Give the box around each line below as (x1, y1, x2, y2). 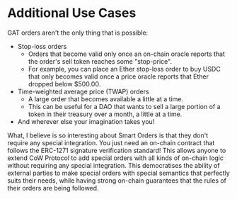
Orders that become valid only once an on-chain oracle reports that (28, 50, 225, 58)
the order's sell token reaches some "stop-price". (28, 57, 172, 65)
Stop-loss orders (17, 42, 67, 50)
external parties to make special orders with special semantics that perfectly (7, 169, 230, 177)
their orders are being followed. (7, 183, 99, 192)
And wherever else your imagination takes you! (17, 117, 155, 125)
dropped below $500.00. (28, 79, 101, 88)
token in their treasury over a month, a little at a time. (28, 110, 183, 118)
